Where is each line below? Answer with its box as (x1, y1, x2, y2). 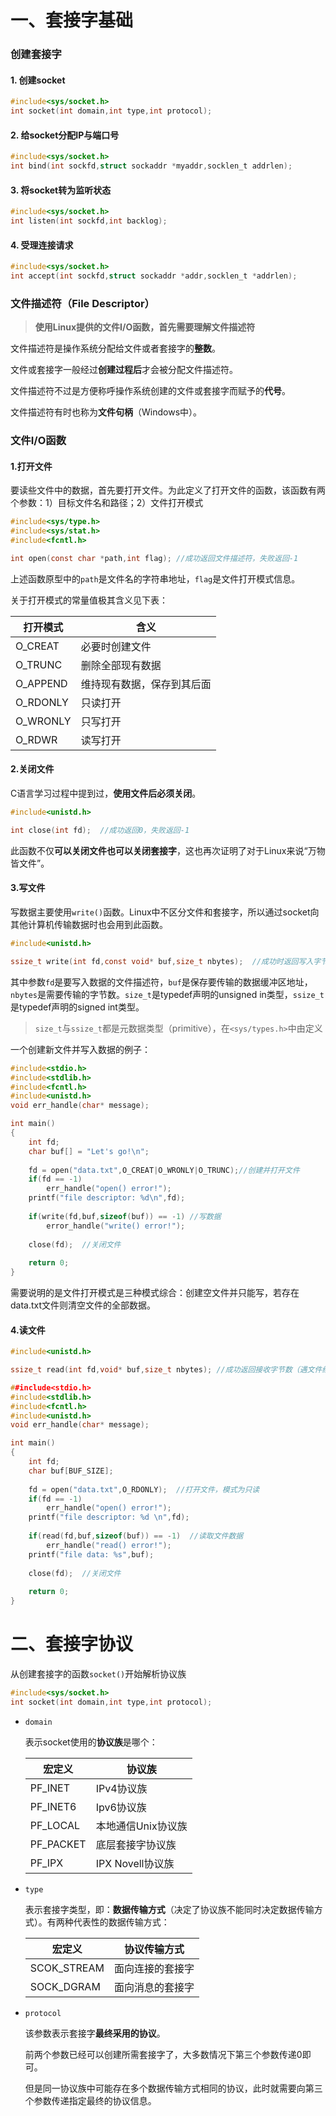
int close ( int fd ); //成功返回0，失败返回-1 (10, 825, 190, 835)
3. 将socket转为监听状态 (10, 184, 112, 196)
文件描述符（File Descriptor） (10, 296, 155, 310)
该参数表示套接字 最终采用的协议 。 (24, 2027, 166, 2039)
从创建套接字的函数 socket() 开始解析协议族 (10, 1668, 187, 1680)
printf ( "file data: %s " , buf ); (28, 1549, 155, 1560)
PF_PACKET (29, 1837, 87, 1851)
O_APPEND (15, 676, 68, 690)
